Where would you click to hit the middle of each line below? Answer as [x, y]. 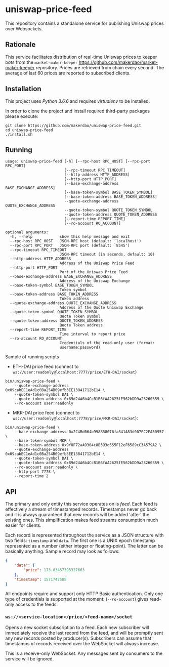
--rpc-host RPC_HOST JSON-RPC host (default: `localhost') [76, 241]
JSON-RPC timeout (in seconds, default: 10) [107, 255]
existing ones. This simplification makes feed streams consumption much [82, 520]
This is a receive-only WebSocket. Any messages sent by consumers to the [84, 653]
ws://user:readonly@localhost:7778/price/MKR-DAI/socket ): [75, 418]
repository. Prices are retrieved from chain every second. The [100, 67]
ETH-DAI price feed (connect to [46, 367]
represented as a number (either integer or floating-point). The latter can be [84, 546]
